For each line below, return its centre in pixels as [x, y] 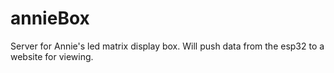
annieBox [50, 18]
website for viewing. [52, 56]
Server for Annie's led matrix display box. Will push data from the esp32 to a [167, 46]
